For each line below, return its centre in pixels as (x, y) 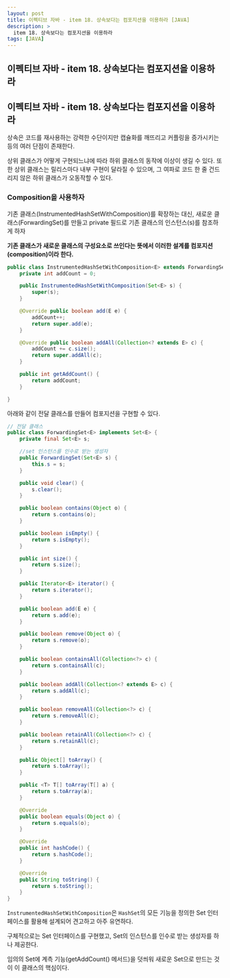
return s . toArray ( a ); (63, 791)
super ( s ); (46, 293)
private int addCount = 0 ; (58, 273)
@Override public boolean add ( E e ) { (73, 311)
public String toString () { (59, 880)
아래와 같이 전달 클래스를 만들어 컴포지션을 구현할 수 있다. (84, 413)
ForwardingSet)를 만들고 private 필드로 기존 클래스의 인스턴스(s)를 (110, 222)
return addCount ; (56, 380)
